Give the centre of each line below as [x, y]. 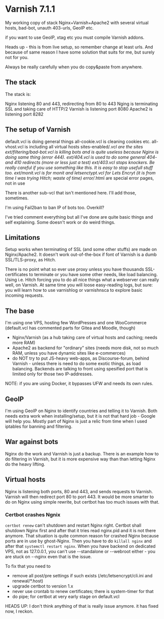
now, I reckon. [19, 611]
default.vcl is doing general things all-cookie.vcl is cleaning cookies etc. [78, 141]
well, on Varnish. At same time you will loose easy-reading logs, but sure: [79, 285]
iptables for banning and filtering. [39, 426]
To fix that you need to [28, 566]
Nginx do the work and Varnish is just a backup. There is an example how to [82, 453]
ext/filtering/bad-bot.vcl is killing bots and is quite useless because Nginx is [82, 152]
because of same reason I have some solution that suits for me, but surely [80, 52]
